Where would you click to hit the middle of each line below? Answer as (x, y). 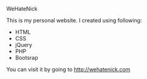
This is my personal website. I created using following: (74, 20)
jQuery (23, 45)
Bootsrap (26, 58)
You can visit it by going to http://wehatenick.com (68, 69)
